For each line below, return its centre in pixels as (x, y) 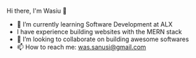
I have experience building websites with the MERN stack (99, 32)
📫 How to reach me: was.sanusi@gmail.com (81, 47)
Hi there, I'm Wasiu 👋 (37, 11)
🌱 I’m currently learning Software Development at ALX (94, 24)
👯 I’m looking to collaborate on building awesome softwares (103, 39)
